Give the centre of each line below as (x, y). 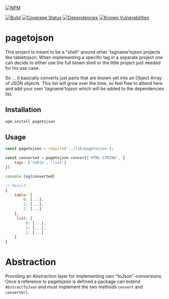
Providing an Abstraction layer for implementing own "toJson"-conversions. (84, 276)
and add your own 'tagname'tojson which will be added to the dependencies (85, 88)
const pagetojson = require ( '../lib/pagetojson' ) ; (60, 149)
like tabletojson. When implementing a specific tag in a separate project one (84, 57)
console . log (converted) (30, 176)
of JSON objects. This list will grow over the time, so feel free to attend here (84, 83)
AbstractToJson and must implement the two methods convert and (74, 287)
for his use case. (22, 68)
